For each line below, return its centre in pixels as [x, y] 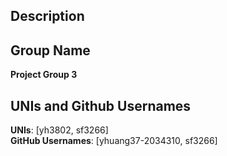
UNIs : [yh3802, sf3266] [59, 130]
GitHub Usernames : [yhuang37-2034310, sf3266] [114, 141]
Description [47, 16]
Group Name [50, 50]
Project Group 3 [44, 75]
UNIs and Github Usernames [101, 105]
